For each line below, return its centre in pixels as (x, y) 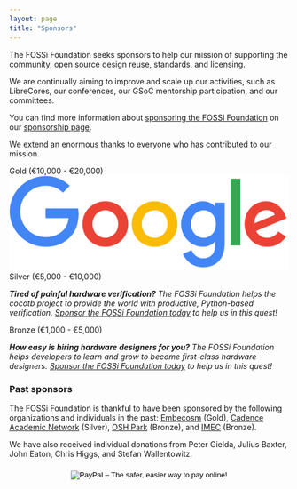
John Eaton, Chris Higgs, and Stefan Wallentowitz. (101, 454)
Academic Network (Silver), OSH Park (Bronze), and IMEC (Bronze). (133, 428)
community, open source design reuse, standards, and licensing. (127, 64)
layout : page (33, 19)
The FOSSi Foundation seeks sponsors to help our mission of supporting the (148, 54)
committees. (32, 100)
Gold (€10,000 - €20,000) (56, 171)
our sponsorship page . (51, 127)
